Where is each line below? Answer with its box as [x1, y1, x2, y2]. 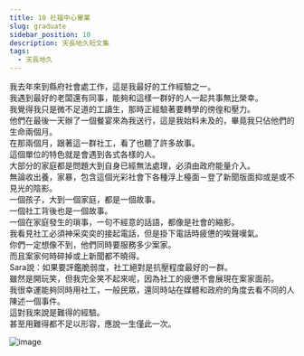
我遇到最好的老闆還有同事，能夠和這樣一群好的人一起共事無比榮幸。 [9, 92, 263, 103]
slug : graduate [9, 22, 67, 31]
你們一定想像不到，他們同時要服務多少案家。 [9, 239, 176, 249]
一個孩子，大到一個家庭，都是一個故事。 [9, 194, 160, 204]
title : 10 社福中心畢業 [9, 13, 90, 23]
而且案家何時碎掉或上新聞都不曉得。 [9, 250, 145, 261]
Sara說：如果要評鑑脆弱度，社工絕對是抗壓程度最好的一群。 [9, 262, 233, 272]
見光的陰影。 [9, 183, 57, 193]
